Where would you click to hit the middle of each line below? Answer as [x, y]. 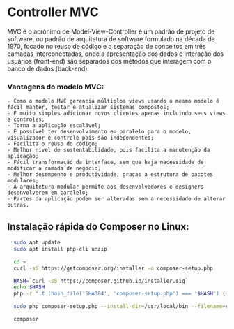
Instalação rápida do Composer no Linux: [98, 227]
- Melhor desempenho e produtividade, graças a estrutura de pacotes [110, 175]
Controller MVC [53, 12]
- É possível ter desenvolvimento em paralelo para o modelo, [99, 132]
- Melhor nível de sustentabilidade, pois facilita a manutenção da [109, 150]
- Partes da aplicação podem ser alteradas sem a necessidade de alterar [117, 199]
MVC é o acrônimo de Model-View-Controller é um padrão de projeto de [111, 31]
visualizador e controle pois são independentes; [81, 138]
